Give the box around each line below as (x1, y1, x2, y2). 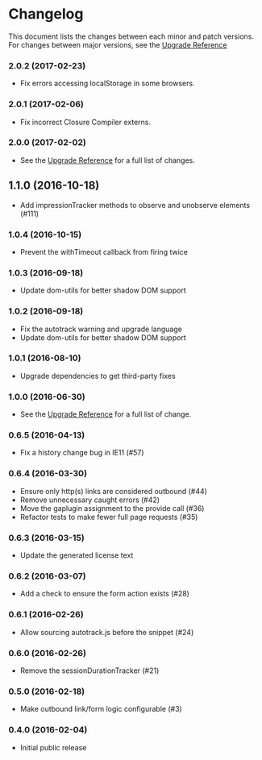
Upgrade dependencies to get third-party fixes (19, 371, 176, 380)
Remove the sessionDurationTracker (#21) (19, 666, 160, 675)
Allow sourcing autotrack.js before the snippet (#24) (19, 627, 194, 637)
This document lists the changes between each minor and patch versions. (8, 31, 254, 41)
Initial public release (19, 742, 87, 752)
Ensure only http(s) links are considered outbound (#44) (19, 486, 208, 496)
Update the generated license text (19, 550, 134, 560)
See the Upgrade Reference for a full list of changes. (19, 155, 195, 165)
